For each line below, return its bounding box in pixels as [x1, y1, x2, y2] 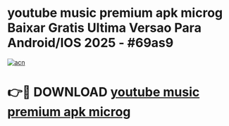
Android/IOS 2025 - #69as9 [7, 35, 174, 51]
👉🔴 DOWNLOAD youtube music [7, 84, 200, 100]
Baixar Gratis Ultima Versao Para [7, 20, 202, 36]
